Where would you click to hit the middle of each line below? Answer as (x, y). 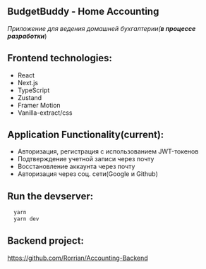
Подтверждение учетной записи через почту (86, 159)
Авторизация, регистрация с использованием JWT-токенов (108, 151)
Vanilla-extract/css (45, 113)
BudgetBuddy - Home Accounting (83, 12)
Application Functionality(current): (86, 135)
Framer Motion (39, 105)
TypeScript (34, 90)
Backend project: (46, 241)
